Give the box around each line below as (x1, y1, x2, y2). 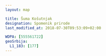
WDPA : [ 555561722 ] (5, 34, 43, 40)
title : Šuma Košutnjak (5, 16, 52, 21)
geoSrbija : (5, 39, 28, 44)
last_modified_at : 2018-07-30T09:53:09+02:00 (5, 25, 101, 30)
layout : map (5, 7, 30, 12)
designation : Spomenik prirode (5, 21, 70, 26)
